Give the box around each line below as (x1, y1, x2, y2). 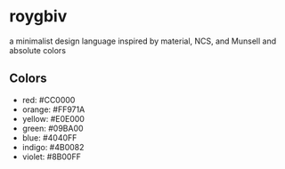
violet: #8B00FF (21, 151, 82, 162)
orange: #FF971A (21, 104, 85, 115)
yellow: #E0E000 (21, 113, 85, 124)
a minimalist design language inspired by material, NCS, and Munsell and (9, 36, 277, 46)
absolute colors (9, 44, 67, 55)
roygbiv (9, 6, 68, 27)
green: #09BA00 (21, 123, 84, 133)
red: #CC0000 (21, 94, 76, 105)
